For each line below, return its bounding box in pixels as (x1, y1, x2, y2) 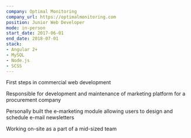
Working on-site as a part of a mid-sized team (6, 125, 117, 132)
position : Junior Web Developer (6, 19, 85, 25)
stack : (6, 42, 22, 47)
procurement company (6, 96, 61, 103)
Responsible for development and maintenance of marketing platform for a (6, 90, 186, 97)
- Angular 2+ (6, 47, 38, 53)
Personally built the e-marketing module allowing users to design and (6, 108, 173, 115)
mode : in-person (6, 25, 46, 31)
